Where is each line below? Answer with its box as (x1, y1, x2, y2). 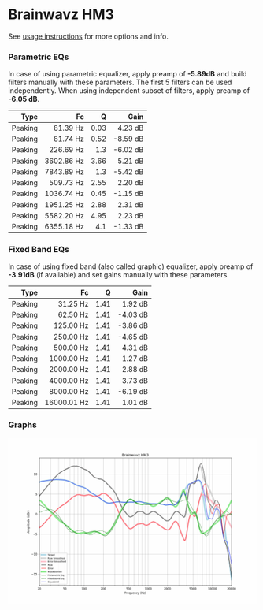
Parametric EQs (8, 51, 69, 62)
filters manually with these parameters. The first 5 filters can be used (8, 77, 232, 87)
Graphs (8, 419, 37, 430)
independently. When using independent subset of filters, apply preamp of (8, 86, 250, 95)
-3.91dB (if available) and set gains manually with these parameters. (8, 270, 230, 280)
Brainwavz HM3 (8, 6, 114, 24)
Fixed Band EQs (8, 244, 69, 255)
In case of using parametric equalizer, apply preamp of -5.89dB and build (8, 69, 247, 79)
